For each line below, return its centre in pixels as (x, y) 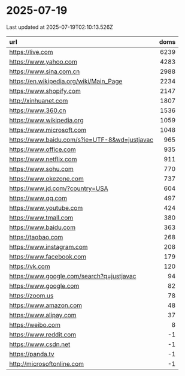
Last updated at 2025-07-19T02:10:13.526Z (60, 27)
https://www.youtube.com (46, 207)
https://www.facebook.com (48, 257)
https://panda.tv (32, 354)
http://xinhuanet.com (39, 101)
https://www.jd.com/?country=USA (59, 188)
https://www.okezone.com (46, 179)
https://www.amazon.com (46, 305)
